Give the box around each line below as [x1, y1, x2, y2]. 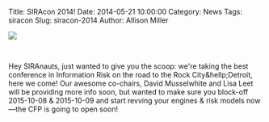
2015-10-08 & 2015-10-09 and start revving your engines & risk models [8, 96, 245, 105]
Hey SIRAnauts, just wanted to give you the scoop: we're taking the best [8, 61, 249, 71]
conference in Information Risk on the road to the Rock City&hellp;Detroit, [8, 70, 253, 79]
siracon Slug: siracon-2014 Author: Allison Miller [8, 15, 169, 25]
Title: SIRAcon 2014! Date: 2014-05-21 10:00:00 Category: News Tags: [8, 7, 242, 16]
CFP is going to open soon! [27, 104, 119, 114]
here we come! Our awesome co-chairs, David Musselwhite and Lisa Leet [8, 78, 254, 88]
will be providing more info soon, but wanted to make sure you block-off [8, 87, 249, 96]
